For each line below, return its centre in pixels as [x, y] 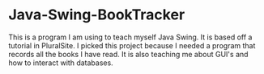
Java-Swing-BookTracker [97, 15]
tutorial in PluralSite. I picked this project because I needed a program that [132, 45]
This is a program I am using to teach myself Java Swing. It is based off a [130, 37]
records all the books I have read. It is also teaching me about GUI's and [128, 54]
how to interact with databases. [61, 63]
